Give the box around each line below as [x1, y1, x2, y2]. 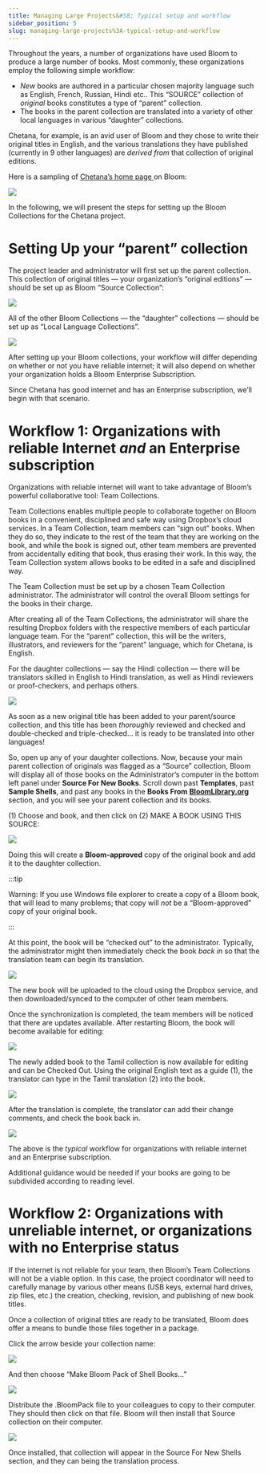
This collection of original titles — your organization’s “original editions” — [8, 274, 252, 284]
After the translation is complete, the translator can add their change [8, 1105, 234, 1115]
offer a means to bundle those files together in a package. [8, 1323, 200, 1333]
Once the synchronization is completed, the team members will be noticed [8, 1009, 254, 1019]
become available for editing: [8, 1026, 104, 1036]
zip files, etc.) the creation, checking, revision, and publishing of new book [8, 1291, 254, 1301]
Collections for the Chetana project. [8, 211, 126, 221]
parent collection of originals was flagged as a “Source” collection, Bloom [8, 761, 251, 771]
